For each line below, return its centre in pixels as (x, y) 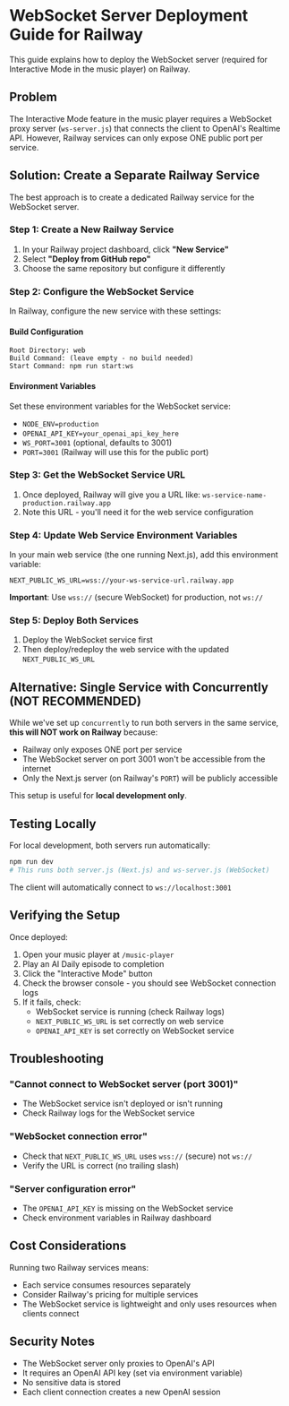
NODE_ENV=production (60, 424)
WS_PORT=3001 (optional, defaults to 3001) (97, 442)
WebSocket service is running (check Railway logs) (130, 1011)
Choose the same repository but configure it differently (123, 268)
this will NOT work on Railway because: (84, 732)
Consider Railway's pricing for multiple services (110, 1294)
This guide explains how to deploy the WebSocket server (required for (139, 59)
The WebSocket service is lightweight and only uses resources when (149, 1304)
